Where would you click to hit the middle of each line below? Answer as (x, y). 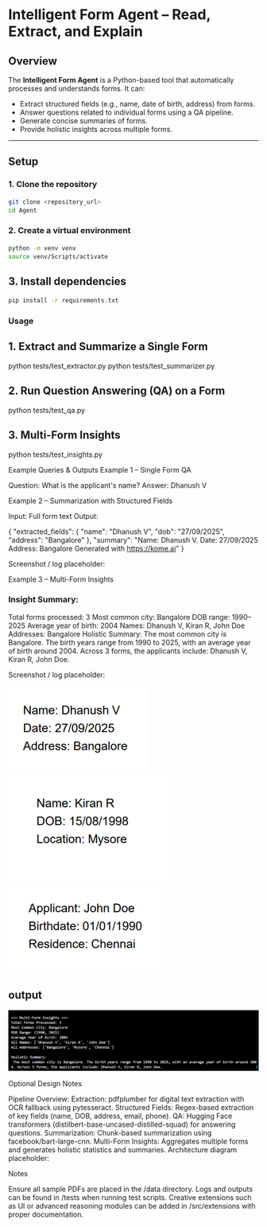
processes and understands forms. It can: (77, 88)
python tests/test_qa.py (47, 410)
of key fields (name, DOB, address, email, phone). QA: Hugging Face (120, 1116)
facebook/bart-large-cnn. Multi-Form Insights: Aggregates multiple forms (128, 1141)
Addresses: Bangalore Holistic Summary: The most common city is (118, 633)
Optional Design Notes (45, 1084)
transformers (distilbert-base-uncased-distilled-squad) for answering (122, 1124)
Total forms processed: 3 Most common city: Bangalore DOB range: (119, 617)
